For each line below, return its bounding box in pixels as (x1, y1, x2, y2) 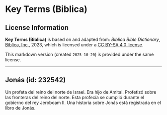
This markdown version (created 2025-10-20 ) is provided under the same (5, 51, 154, 57)
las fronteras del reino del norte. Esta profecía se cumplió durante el (5, 94, 145, 100)
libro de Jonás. (5, 105, 36, 111)
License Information (5, 23, 69, 32)
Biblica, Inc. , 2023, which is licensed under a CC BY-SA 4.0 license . (5, 42, 144, 48)
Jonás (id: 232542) (5, 76, 66, 84)
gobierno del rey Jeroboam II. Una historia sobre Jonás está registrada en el (5, 100, 162, 106)
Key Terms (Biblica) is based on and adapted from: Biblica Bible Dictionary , (5, 36, 161, 42)
